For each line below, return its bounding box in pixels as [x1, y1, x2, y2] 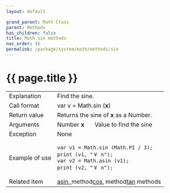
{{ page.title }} [6, 71, 78, 85]
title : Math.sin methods [6, 36, 67, 42]
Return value [9, 111, 44, 119]
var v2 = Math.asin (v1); [57, 157, 130, 164]
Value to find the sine [94, 120, 153, 129]
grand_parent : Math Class [6, 19, 69, 25]
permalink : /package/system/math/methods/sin [6, 46, 119, 53]
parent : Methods [6, 25, 46, 30]
